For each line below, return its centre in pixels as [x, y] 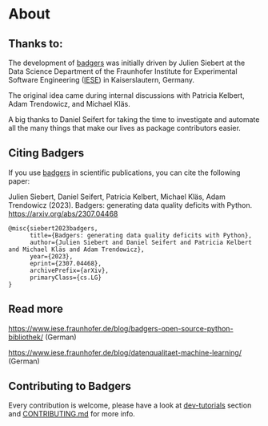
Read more [36, 309]
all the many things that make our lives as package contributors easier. [125, 128]
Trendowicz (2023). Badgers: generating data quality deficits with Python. [130, 205]
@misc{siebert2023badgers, [53, 228]
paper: [19, 181]
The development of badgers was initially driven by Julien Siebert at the [127, 63]
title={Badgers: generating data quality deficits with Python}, [140, 235]
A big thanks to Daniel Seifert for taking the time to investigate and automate [134, 120]
